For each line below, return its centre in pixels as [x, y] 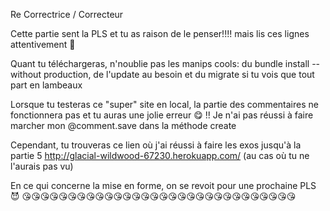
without [26, 74]
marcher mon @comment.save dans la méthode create [123, 125]
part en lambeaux [46, 85]
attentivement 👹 [43, 44]
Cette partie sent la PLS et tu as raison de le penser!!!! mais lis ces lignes [160, 33]
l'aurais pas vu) [42, 166]
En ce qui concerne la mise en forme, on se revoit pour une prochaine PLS [163, 185]
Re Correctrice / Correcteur [67, 14]
